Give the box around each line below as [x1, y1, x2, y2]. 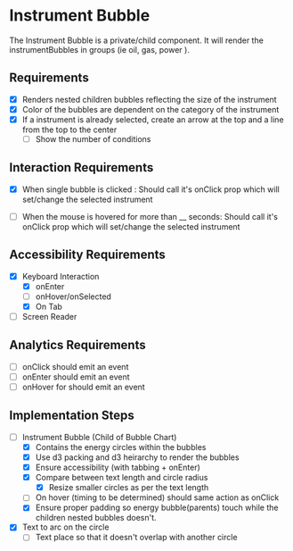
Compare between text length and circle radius [35, 472, 208, 483]
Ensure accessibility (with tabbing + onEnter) [35, 462, 200, 473]
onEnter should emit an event [21, 372, 131, 382]
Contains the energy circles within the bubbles [35, 441, 207, 452]
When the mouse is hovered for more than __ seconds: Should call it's [21, 211, 279, 221]
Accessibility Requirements [9, 247, 167, 263]
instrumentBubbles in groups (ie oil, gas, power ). [9, 44, 190, 54]
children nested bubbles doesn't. [35, 513, 158, 523]
